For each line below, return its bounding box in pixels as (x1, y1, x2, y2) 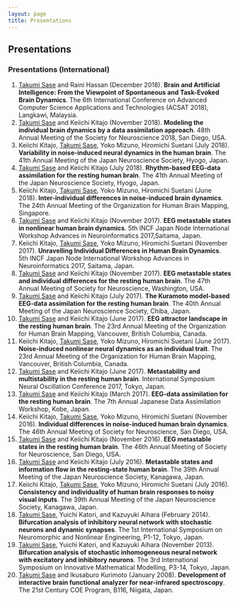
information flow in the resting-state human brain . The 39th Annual (18, 465, 219, 474)
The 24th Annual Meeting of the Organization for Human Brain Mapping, (18, 202, 229, 210)
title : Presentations (8, 17, 72, 24)
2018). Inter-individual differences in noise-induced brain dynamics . (18, 194, 224, 202)
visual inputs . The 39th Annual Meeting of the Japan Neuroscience (18, 495, 216, 504)
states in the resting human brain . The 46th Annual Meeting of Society (18, 443, 227, 451)
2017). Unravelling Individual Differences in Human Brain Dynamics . (18, 246, 222, 255)
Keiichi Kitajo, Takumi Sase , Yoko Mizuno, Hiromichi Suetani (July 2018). (18, 141, 229, 150)
